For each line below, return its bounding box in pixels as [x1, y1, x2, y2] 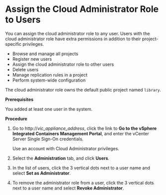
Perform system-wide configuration [12, 77, 86, 83]
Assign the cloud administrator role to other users [12, 61, 114, 67]
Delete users [12, 66, 39, 73]
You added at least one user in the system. [5, 106, 93, 112]
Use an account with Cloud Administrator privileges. [12, 145, 119, 151]
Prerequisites [5, 96, 34, 102]
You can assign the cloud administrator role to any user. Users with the [5, 30, 150, 36]
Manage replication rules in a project [12, 72, 88, 78]
